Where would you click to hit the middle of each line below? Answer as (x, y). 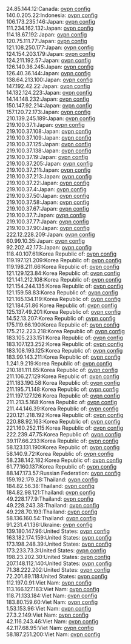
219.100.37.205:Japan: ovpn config (49, 164)
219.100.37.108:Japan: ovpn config (49, 131)
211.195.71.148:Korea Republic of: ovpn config (63, 389)
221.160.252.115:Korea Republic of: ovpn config (65, 428)
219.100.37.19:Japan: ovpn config (47, 157)
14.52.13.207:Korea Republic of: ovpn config (61, 318)
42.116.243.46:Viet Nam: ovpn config (52, 621)
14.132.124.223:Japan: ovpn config (49, 93)
